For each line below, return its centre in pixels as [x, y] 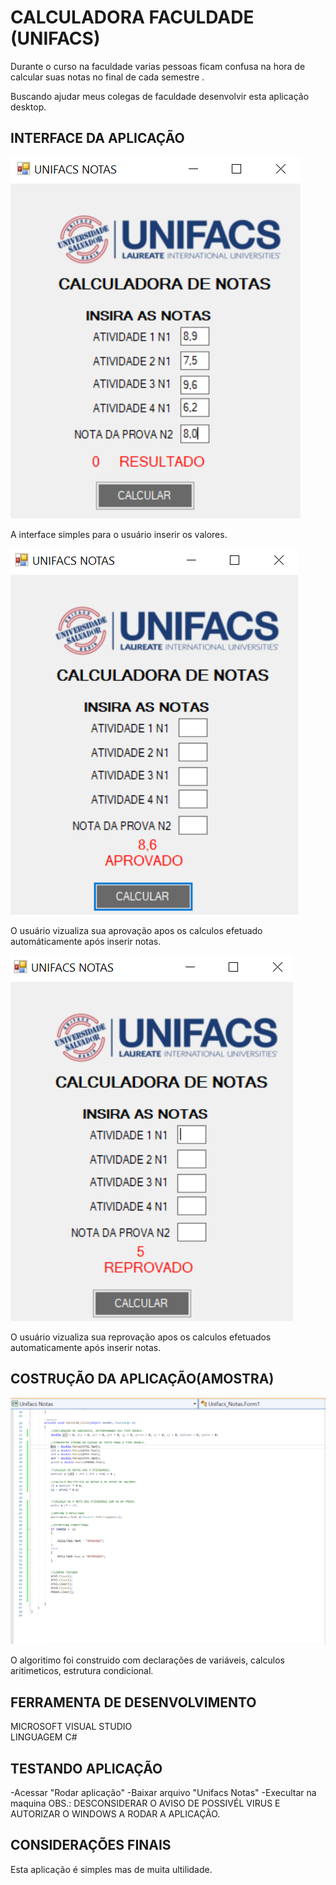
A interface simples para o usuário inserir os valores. [119, 534]
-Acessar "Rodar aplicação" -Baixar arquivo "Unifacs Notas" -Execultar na [163, 1792]
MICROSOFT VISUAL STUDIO [71, 1727]
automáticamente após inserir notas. [86, 941]
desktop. [28, 107]
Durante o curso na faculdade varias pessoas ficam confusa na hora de [158, 66]
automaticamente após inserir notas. [86, 1347]
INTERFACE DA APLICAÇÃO [97, 138]
